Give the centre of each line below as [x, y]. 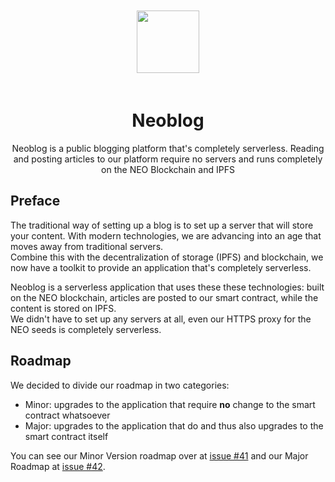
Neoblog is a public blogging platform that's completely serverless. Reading [168, 148]
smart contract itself [66, 436]
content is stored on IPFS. [63, 308]
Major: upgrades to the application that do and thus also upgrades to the [174, 425]
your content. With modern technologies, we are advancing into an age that [166, 235]
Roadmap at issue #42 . [58, 466]
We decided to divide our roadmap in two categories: [120, 385]
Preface [35, 201]
